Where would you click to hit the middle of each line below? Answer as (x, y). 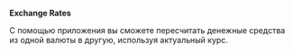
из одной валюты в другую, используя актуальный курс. (119, 40)
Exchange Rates (41, 13)
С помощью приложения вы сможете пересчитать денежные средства (147, 30)
